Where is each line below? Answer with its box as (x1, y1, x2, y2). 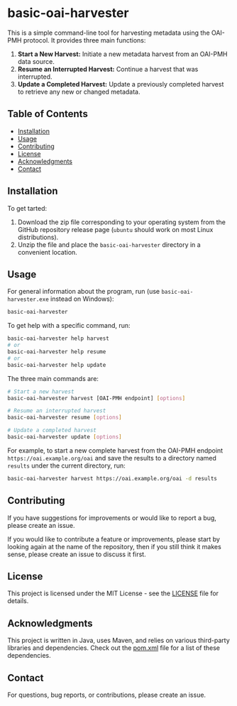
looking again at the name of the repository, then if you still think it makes (7, 542, 221, 551)
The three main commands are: (7, 374, 99, 382)
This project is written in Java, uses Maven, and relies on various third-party (7, 636, 231, 645)
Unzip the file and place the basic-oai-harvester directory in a (17, 240, 201, 249)
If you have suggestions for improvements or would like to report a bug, (7, 513, 216, 522)
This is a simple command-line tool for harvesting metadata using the (7, 28, 211, 37)
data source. (17, 57, 55, 65)
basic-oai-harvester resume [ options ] (7, 414, 122, 421)
